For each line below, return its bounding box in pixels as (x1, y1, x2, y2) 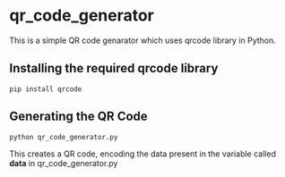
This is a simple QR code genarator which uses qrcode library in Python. (9, 35, 276, 46)
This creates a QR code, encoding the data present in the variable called (9, 148, 276, 159)
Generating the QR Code (9, 109, 148, 124)
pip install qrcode (9, 84, 82, 94)
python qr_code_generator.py (9, 132, 118, 141)
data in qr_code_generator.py (9, 157, 118, 168)
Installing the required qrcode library (9, 61, 219, 76)
